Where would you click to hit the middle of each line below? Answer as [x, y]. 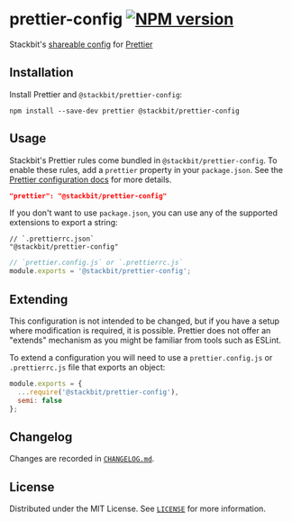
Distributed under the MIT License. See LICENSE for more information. [137, 508]
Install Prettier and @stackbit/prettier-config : [96, 94]
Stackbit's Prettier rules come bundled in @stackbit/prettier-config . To [143, 160]
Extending [39, 299]
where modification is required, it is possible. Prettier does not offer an [140, 330]
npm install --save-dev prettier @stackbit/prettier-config [125, 111]
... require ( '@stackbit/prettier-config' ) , [98, 392]
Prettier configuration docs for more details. [91, 179]
